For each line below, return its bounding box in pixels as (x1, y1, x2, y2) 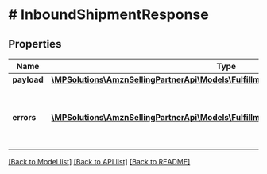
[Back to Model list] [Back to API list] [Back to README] (8, 157, 191, 166)
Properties (8, 37, 62, 51)
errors (12, 112, 37, 122)
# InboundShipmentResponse (8, 6, 209, 24)
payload (12, 74, 44, 85)
